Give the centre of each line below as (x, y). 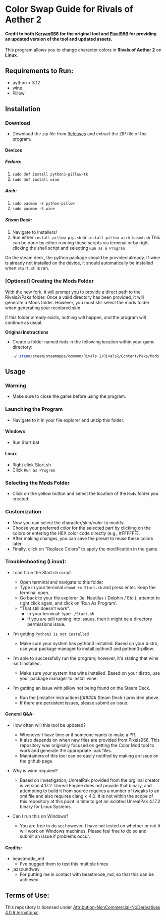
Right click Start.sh (31, 465)
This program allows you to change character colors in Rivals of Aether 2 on (83, 50)
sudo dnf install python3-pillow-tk (50, 174)
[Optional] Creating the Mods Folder (50, 281)
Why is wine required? (35, 771)
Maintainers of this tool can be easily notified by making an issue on (89, 756)
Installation (23, 109)
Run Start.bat (26, 442)
